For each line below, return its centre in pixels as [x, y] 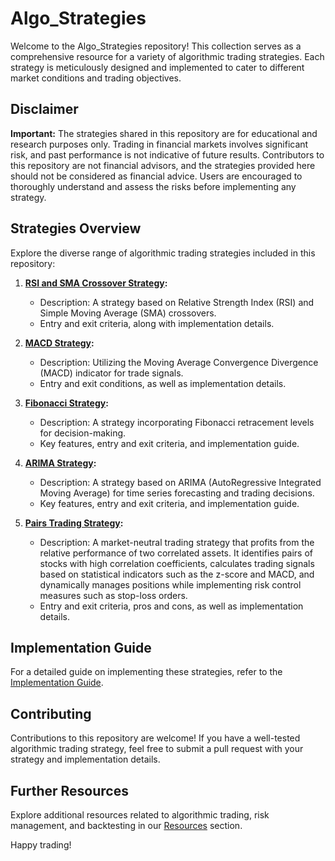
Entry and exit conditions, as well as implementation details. [163, 383]
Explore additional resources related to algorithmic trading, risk [140, 815]
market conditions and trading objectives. [96, 78]
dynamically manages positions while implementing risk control [170, 584]
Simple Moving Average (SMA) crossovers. [128, 313]
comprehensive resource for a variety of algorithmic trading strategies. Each [167, 56]
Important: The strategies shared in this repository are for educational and [164, 133]
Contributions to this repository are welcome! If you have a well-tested [155, 738]
